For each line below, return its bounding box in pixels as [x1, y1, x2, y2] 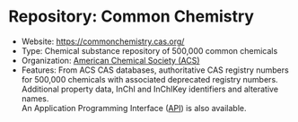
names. [21, 92, 49, 104]
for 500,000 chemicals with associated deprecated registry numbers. [21, 74, 279, 84]
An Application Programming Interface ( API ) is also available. [21, 102, 248, 113]
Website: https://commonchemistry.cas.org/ [21, 36, 185, 47]
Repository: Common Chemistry [8, 6, 255, 27]
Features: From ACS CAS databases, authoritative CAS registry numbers [21, 65, 289, 75]
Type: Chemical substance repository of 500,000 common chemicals [21, 45, 278, 56]
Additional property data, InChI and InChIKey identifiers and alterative [21, 83, 279, 94]
